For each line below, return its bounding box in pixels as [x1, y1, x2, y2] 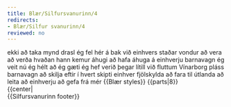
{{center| [7, 85, 33, 93]
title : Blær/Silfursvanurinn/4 [7, 10, 98, 17]
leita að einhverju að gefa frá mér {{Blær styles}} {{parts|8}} [7, 77, 179, 86]
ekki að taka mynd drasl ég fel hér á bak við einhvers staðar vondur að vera [7, 48, 222, 57]
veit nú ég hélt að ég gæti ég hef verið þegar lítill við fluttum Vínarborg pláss [7, 63, 224, 71]
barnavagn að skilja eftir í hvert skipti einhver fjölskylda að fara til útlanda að [7, 70, 224, 79]
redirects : [7, 17, 39, 23]
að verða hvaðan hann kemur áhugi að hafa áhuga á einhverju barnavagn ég [7, 56, 225, 64]
